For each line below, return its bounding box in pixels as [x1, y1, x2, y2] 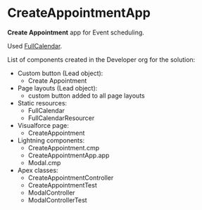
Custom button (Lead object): [17, 69, 103, 77]
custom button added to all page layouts [27, 91, 146, 100]
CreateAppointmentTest [27, 181, 97, 189]
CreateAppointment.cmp [27, 143, 100, 152]
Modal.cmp [27, 158, 61, 166]
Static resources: [17, 98, 68, 107]
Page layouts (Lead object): [17, 84, 98, 92]
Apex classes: [17, 166, 58, 174]
